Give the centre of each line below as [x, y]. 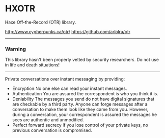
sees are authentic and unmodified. [48, 120]
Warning [15, 49]
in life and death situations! [32, 65]
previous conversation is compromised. [52, 130]
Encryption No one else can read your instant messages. [69, 88]
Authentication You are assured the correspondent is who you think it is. [85, 94]
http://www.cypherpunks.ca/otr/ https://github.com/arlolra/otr [68, 31]
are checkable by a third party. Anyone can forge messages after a [80, 104]
